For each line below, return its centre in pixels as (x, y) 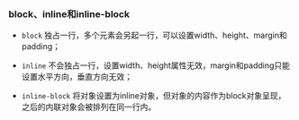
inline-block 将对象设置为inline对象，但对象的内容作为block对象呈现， (154, 96)
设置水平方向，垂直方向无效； (77, 77)
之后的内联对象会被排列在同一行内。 (89, 107)
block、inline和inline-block (69, 13)
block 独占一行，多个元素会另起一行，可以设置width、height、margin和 (154, 35)
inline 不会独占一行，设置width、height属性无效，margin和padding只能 (155, 65)
